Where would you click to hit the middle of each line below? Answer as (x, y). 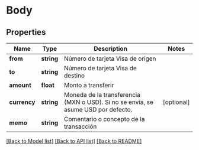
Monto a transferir (89, 85)
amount (20, 85)
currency (22, 102)
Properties (26, 32)
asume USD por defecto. (98, 110)
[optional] (176, 102)
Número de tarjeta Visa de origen (110, 58)
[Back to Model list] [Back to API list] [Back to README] (74, 141)
